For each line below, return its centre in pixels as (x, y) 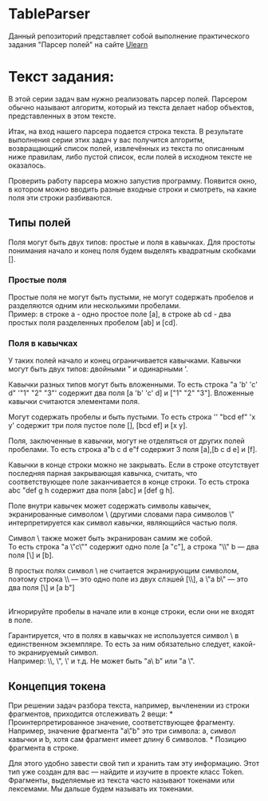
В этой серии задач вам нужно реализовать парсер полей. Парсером (128, 99)
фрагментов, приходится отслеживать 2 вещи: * (91, 714)
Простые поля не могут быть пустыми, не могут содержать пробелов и (131, 297)
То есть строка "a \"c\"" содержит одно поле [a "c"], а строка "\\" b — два (134, 547)
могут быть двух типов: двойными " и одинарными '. (99, 369)
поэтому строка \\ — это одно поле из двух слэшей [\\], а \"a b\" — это (128, 579)
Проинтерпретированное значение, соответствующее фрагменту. (122, 723)
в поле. (21, 621)
